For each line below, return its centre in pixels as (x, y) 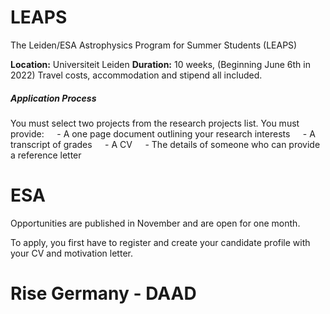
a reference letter (46, 155)
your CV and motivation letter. (71, 253)
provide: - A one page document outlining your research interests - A (163, 133)
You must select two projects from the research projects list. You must (155, 123)
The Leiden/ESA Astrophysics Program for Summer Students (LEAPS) (154, 45)
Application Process (53, 98)
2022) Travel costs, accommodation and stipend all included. (136, 75)
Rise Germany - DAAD (103, 293)
